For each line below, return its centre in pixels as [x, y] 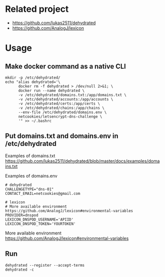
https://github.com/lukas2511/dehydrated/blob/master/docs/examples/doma [82, 161]
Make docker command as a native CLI [66, 66]
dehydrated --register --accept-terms [45, 265]
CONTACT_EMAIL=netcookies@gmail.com [43, 193]
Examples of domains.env [31, 176]
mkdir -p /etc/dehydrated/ [33, 78]
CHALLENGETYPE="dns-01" [30, 189]
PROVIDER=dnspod [22, 215]
